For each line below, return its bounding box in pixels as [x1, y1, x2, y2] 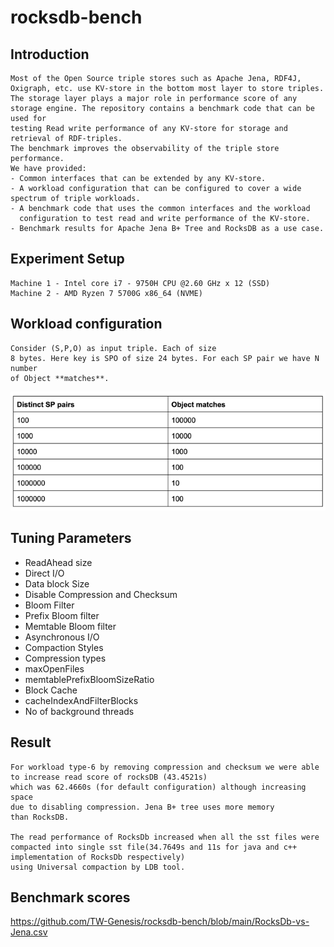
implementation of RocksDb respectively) [10, 852, 186, 862]
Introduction [10, 46, 90, 63]
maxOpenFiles [24, 662, 85, 675]
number [10, 363, 38, 373]
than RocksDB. [10, 812, 70, 822]
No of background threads [24, 705, 135, 717]
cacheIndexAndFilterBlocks [24, 694, 139, 706]
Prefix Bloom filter [24, 609, 100, 621]
